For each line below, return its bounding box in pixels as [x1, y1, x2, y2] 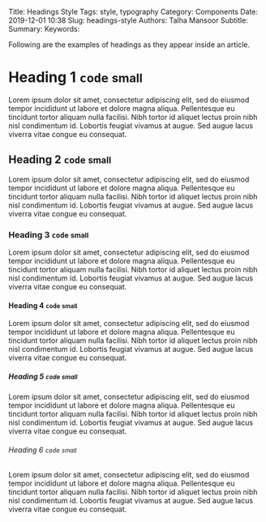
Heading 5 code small [8, 371, 78, 381]
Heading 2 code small [8, 153, 112, 167]
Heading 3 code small [8, 229, 89, 240]
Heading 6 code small [8, 445, 77, 455]
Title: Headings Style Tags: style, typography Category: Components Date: [8, 7, 258, 16]
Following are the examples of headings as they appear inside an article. [8, 40, 250, 49]
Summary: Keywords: [8, 24, 80, 33]
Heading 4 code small [8, 300, 78, 310]
